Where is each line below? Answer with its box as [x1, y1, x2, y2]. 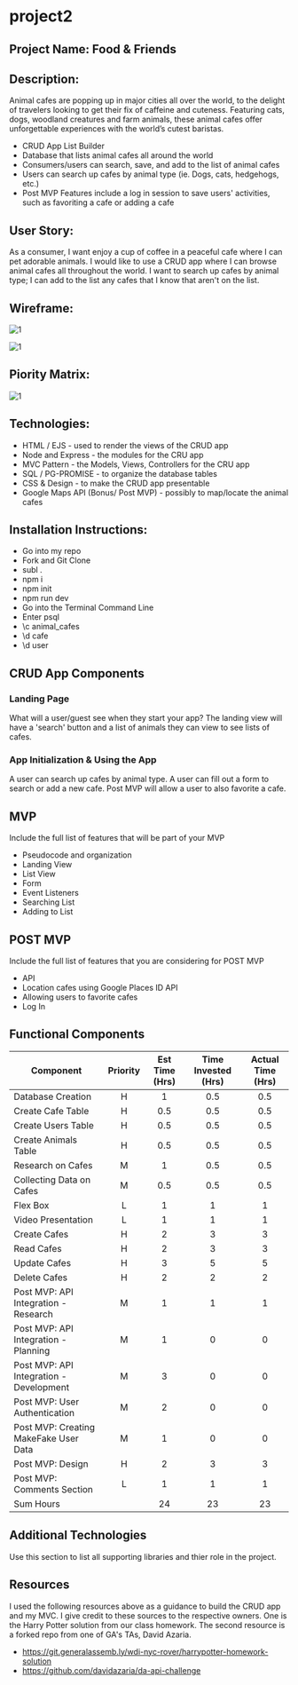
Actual [250, 1053, 279, 1065]
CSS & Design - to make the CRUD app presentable [21, 478, 210, 488]
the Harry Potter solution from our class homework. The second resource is [9, 1619, 286, 1630]
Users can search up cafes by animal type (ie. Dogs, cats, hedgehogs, [21, 169, 279, 179]
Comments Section [13, 1483, 93, 1495]
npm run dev [21, 593, 69, 604]
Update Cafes [13, 1256, 72, 1269]
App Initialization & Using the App [9, 754, 157, 766]
